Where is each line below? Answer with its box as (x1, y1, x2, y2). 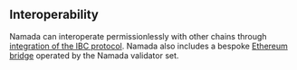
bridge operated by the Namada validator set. (9, 49, 179, 61)
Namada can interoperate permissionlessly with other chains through (9, 31, 267, 41)
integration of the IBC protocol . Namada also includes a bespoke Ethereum (9, 40, 288, 51)
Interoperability (9, 7, 100, 22)
